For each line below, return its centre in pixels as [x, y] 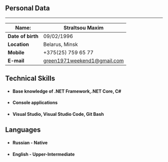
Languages [23, 130]
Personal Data [27, 8]
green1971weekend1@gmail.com [83, 61]
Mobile [16, 52]
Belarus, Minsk [61, 44]
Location [18, 44]
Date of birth [23, 36]
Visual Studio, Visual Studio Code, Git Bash [58, 114]
